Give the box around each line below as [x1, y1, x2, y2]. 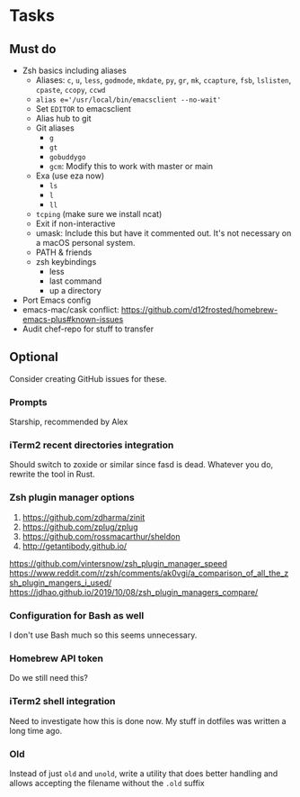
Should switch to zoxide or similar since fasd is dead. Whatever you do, [9, 459, 274, 470]
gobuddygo [49, 153, 86, 162]
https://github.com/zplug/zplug [22, 521, 138, 532]
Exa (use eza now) [35, 170, 105, 181]
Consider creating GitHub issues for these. [9, 373, 168, 384]
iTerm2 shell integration [9, 695, 116, 708]
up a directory [49, 285, 101, 295]
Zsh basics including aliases [22, 65, 128, 76]
